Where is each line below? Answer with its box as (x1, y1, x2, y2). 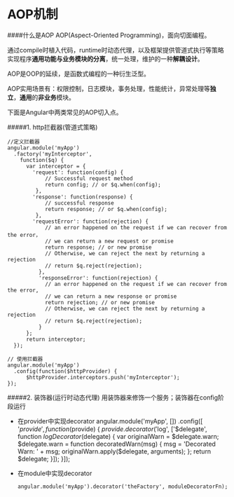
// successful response (44, 199, 114, 207)
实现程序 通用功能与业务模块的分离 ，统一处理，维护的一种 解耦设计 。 (7, 54, 204, 63)
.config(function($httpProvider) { (13, 367, 118, 375)
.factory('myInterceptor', (13, 150, 92, 158)
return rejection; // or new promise (44, 299, 156, 306)
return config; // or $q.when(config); (44, 181, 161, 188)
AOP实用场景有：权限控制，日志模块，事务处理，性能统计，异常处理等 (7, 84, 210, 93)
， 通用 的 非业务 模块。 (13, 93, 75, 102)
